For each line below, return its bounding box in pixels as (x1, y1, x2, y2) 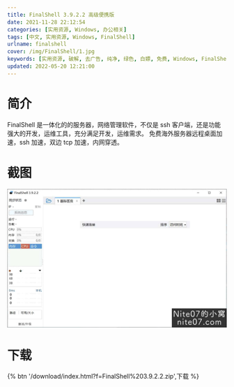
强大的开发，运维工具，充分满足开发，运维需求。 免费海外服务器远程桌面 (7, 129, 217, 138)
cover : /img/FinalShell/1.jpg (7, 48, 95, 55)
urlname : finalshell (7, 41, 68, 48)
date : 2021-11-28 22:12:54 (7, 18, 86, 26)
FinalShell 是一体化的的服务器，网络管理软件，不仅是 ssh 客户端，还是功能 (7, 120, 221, 129)
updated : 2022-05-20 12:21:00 (7, 63, 95, 70)
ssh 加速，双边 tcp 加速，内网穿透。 (19, 138, 123, 146)
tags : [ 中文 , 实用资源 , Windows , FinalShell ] (7, 34, 136, 41)
